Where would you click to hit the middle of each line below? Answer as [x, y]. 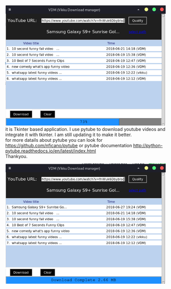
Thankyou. [17, 156]
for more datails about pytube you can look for [54, 140]
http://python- [148, 145]
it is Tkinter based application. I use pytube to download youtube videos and [85, 129]
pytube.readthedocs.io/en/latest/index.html [51, 151]
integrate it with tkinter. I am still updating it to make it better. [69, 135]
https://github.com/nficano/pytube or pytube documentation [69, 145]
